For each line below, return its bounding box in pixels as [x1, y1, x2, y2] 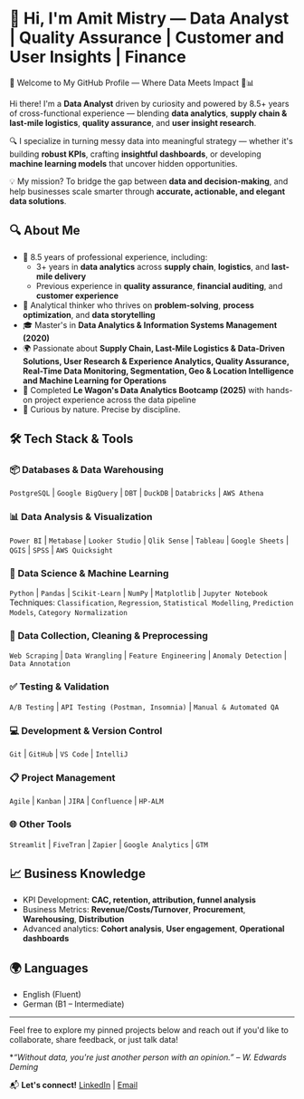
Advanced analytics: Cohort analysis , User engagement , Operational [22, 923, 285, 934]
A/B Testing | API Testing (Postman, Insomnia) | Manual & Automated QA [9, 701, 280, 712]
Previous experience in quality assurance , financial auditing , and [35, 280, 283, 291]
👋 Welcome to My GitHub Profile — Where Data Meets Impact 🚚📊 [9, 77, 255, 88]
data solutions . [9, 195, 67, 207]
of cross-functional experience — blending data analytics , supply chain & [9, 108, 288, 119]
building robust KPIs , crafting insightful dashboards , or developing [9, 149, 262, 159]
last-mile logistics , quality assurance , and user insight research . [9, 117, 257, 128]
